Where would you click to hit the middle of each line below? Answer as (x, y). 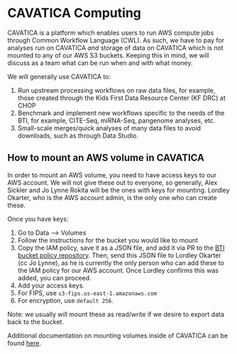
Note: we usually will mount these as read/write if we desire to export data (116, 314)
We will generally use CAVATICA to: (59, 77)
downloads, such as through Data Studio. (78, 135)
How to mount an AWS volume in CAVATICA (106, 158)
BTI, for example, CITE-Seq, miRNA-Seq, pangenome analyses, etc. (116, 120)
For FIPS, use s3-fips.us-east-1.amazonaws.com (87, 293)
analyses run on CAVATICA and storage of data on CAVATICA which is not (115, 48)
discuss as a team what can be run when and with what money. (100, 62)
